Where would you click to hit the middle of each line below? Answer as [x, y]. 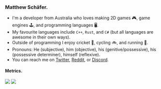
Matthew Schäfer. [27, 7]
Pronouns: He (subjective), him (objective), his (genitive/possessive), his [84, 50]
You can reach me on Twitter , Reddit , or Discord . [60, 60]
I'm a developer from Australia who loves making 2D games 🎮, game [81, 18]
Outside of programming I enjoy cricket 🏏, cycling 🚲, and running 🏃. [80, 43]
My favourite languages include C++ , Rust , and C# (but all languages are [83, 32]
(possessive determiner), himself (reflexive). [56, 55]
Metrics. [14, 71]
